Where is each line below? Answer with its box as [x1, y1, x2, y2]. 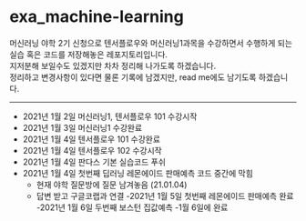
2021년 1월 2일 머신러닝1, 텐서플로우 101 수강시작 [22, 111, 198, 122]
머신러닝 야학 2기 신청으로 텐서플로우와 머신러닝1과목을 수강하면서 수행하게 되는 [9, 37, 293, 48]
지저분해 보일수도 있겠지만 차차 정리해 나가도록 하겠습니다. [9, 60, 217, 71]
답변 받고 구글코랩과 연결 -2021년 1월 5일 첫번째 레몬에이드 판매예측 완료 [36, 190, 294, 201]
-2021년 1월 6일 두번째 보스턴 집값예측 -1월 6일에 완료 [36, 202, 229, 213]
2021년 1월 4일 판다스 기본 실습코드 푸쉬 [22, 156, 167, 167]
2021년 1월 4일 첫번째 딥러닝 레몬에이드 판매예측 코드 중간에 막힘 [22, 167, 253, 178]
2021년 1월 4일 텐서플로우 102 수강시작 [22, 145, 162, 156]
